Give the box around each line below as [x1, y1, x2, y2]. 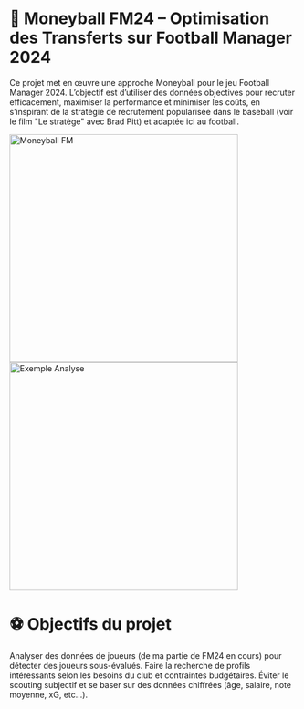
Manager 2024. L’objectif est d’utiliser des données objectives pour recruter [9, 87, 295, 98]
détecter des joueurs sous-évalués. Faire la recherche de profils [9, 660, 251, 671]
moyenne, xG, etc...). [9, 689, 89, 700]
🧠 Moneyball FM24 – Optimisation [9, 8, 270, 29]
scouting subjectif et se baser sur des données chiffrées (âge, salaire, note [9, 679, 292, 690]
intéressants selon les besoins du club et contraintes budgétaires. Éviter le [9, 670, 289, 681]
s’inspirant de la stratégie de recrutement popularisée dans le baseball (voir [9, 106, 294, 117]
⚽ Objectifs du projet [9, 614, 172, 635]
